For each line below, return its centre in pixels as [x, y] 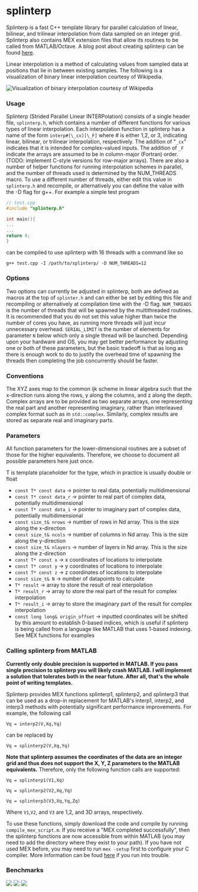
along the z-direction [40, 553]
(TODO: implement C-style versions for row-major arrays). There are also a [98, 161]
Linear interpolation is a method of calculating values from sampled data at [97, 64]
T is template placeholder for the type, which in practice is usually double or [99, 473]
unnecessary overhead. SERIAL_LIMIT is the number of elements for [88, 329]
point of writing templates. [39, 683]
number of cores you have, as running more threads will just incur [86, 323]
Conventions [25, 376]
